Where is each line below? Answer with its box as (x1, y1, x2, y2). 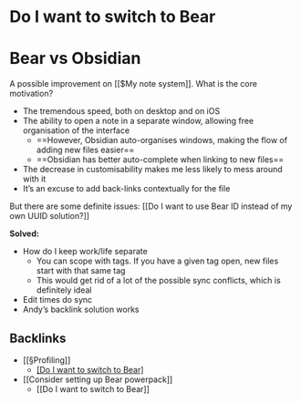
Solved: (9, 228, 39, 239)
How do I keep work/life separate (22, 246, 148, 257)
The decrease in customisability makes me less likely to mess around (22, 164, 283, 175)
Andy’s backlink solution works (22, 304, 140, 315)
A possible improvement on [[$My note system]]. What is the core (9, 78, 258, 89)
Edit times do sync (22, 294, 93, 305)
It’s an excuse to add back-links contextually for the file (22, 183, 231, 194)
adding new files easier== (36, 144, 135, 156)
